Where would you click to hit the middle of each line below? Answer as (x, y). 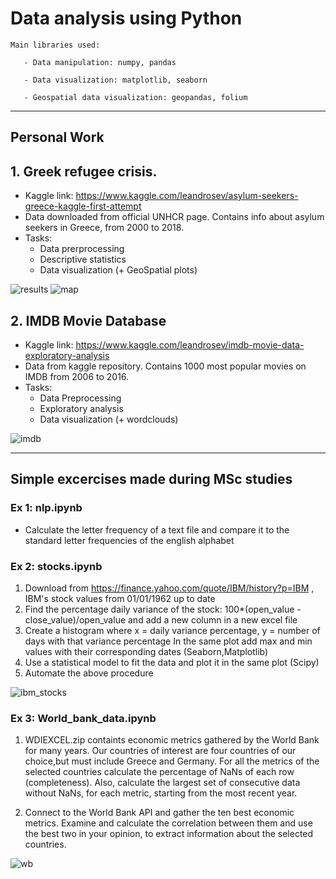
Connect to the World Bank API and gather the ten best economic (159, 813)
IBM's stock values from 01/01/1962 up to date (120, 598)
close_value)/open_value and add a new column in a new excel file (161, 619)
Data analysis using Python (126, 18)
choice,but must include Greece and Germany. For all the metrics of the (172, 761)
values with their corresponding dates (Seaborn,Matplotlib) (146, 651)
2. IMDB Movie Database (88, 320)
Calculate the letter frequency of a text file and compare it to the (157, 529)
